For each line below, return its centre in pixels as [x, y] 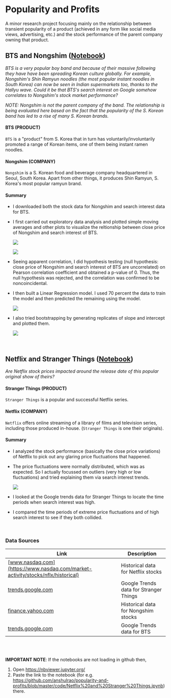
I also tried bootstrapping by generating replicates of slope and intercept [89, 318]
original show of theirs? [30, 377]
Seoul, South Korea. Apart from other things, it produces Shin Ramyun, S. [82, 178]
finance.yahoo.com [31, 611]
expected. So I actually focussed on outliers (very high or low [77, 472]
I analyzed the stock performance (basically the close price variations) [87, 451]
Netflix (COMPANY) [26, 411]
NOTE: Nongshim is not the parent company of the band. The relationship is [85, 105]
